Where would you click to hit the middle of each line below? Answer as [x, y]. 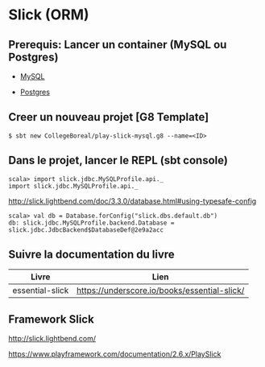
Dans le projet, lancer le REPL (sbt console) [118, 161]
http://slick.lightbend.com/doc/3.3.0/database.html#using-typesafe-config [132, 201]
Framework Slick [51, 319]
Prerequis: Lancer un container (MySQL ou [118, 45]
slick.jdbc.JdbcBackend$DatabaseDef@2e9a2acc [86, 230]
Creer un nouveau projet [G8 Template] [109, 117]
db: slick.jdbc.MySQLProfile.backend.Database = [91, 223]
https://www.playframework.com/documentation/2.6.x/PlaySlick [115, 354]
